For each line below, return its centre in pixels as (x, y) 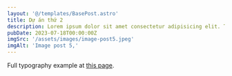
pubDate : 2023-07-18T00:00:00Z (52, 33)
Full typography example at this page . (61, 65)
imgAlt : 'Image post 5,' (43, 46)
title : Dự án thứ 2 (35, 20)
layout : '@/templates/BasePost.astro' (63, 13)
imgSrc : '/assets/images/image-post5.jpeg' (71, 39)
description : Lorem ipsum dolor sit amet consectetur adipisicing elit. (114, 26)
